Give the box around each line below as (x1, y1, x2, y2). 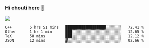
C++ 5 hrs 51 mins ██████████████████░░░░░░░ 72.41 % (5, 25, 144, 30)
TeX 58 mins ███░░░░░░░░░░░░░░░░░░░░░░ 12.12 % (5, 34, 144, 39)
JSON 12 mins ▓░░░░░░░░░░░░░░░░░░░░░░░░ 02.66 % (5, 38, 144, 43)
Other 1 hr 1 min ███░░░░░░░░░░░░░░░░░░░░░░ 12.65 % (5, 29, 144, 34)
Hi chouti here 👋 (5, 4, 45, 11)
